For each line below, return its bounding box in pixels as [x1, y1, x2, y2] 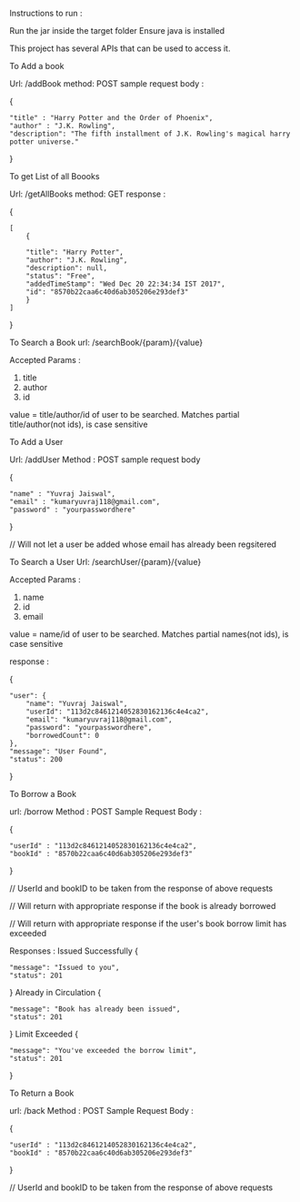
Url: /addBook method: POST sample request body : [9, 78, 205, 89]
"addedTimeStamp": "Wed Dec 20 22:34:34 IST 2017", [25, 279, 225, 288]
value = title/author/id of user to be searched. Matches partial [9, 409, 240, 419]
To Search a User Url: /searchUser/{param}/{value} [9, 557, 202, 567]
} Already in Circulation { [9, 987, 102, 997]
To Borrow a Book [9, 789, 77, 799]
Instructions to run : [9, 8, 84, 18]
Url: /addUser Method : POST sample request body [9, 454, 201, 465]
